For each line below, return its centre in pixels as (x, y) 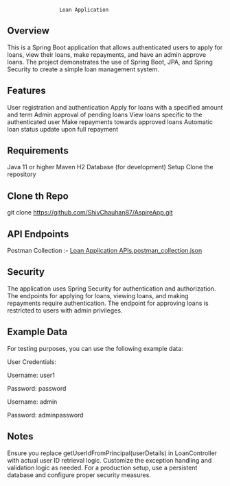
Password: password (37, 388)
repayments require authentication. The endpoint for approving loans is (108, 303)
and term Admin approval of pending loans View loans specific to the (105, 114)
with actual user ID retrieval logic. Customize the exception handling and (110, 460)
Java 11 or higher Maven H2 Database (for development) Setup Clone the (111, 167)
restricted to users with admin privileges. (65, 310)
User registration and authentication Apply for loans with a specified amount (115, 107)
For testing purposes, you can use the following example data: (95, 348)
